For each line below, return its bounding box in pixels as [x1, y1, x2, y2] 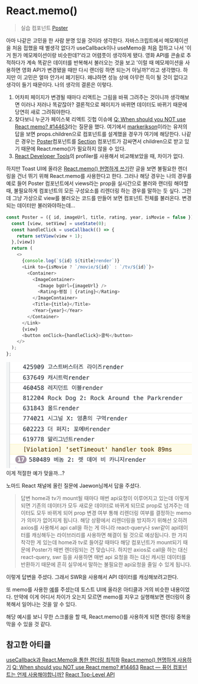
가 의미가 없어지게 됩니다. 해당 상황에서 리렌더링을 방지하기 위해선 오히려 [20, 517, 187, 524]
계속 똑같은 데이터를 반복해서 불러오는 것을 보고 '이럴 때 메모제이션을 [26, 59, 184, 66]
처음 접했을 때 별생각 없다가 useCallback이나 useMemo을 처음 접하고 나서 [12, 44, 184, 51]
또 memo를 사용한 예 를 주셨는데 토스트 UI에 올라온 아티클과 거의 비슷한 [6, 586, 170, 593]
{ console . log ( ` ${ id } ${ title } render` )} [21, 258, 120, 264]
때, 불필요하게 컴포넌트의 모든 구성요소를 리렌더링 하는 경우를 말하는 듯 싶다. [6, 187, 181, 194]
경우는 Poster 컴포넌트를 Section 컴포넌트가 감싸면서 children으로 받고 [21, 137, 184, 145]
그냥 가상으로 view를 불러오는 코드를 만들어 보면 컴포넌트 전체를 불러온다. [12, 194, 181, 201]
